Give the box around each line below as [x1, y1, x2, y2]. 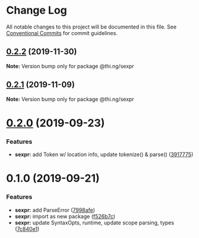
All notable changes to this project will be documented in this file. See [6, 23, 177, 30]
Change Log [6, 4, 67, 17]
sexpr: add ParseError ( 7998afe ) [14, 206, 95, 214]
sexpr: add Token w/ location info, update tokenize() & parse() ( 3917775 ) [14, 151, 194, 158]
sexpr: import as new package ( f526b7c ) [14, 212, 116, 220]
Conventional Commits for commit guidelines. [6, 29, 118, 36]
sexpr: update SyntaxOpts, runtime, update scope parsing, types [14, 219, 174, 226]
